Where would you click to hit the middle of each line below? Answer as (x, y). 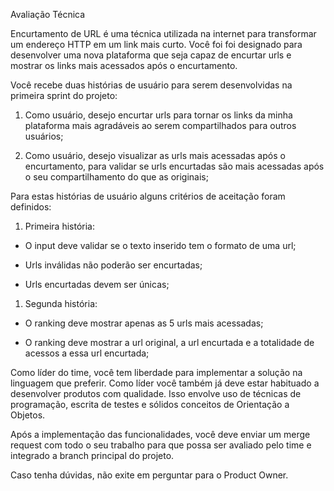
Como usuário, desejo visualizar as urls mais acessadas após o (155, 155)
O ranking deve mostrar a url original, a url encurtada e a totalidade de (169, 342)
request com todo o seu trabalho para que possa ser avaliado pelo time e (161, 445)
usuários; (44, 136)
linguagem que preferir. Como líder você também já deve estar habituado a (165, 383)
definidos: (31, 207)
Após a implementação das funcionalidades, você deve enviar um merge (160, 434)
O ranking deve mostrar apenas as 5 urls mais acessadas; (144, 323)
